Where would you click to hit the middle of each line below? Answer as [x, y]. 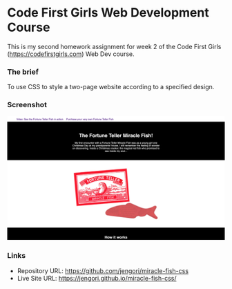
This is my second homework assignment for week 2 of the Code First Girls [114, 46]
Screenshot [27, 105]
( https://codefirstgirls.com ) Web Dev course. [71, 54]
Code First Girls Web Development [108, 13]
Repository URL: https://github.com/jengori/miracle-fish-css [103, 270]
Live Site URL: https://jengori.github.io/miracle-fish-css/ [97, 278]
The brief [23, 72]
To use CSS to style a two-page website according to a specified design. [111, 87]
